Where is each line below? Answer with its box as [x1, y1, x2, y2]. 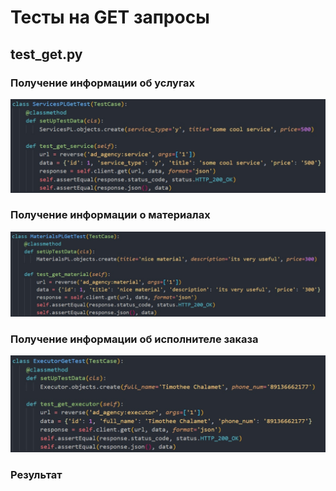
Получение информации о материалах [10, 208, 211, 222]
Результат [10, 467, 63, 481]
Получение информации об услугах [10, 76, 196, 90]
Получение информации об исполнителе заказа [10, 332, 259, 346]
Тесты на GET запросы [10, 6, 210, 29]
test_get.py [10, 46, 83, 63]
